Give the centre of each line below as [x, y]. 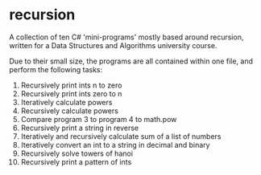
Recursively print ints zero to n [71, 93]
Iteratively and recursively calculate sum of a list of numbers [121, 136]
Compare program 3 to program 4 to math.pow [99, 119]
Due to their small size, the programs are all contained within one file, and [131, 61]
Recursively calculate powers [70, 111]
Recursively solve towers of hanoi [77, 153]
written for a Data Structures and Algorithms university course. [113, 45]
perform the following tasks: [56, 69]
